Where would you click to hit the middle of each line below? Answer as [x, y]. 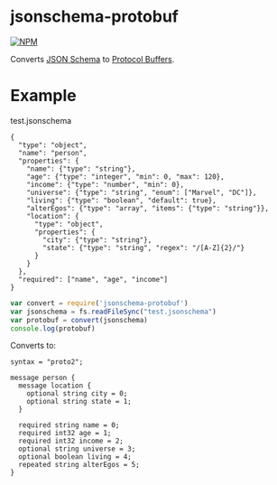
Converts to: [33, 346]
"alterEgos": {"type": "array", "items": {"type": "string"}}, [148, 208]
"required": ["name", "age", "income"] [93, 279]
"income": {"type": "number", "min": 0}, [105, 184]
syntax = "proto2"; [47, 362]
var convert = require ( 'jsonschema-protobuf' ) [99, 303]
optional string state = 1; [79, 402]
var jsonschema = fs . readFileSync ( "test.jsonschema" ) [114, 312]
